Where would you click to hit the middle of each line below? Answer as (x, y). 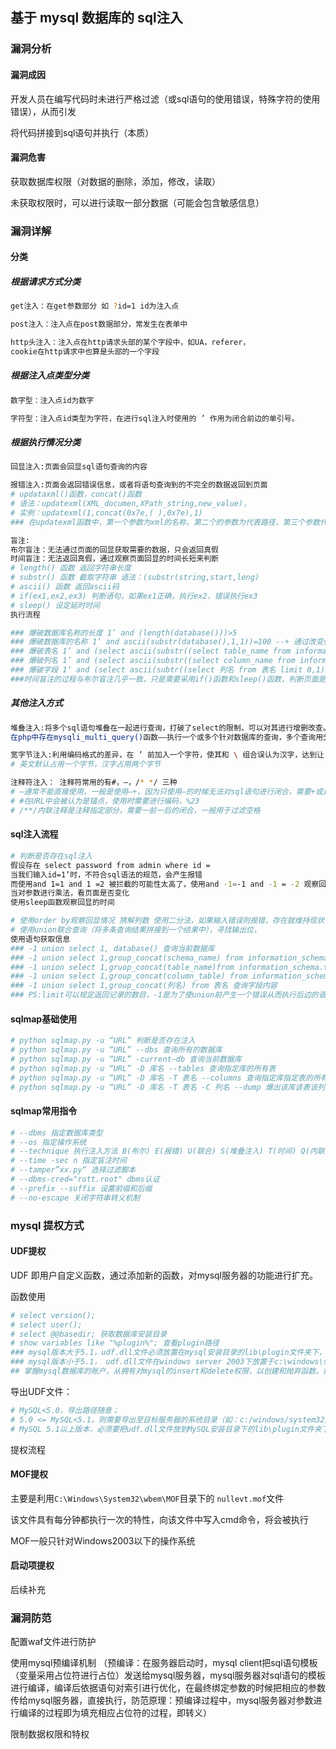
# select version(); (53, 1315)
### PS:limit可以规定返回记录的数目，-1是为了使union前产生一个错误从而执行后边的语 (168, 995)
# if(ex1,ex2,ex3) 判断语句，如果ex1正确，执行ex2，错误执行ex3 (134, 596)
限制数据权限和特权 (50, 1734)
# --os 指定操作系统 (48, 1142)
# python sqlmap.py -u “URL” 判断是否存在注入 (103, 1041)
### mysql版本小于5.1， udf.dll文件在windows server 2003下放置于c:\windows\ (167, 1362)
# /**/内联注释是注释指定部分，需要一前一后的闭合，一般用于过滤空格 (135, 810)
